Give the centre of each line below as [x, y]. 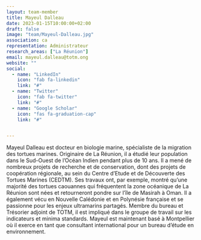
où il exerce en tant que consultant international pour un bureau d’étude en [100, 225]
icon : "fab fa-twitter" [48, 97]
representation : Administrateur [47, 46]
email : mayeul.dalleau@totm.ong [47, 57]
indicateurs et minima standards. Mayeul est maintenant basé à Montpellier [100, 219]
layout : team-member [33, 12]
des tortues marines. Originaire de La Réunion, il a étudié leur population [97, 154]
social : [16, 69]
